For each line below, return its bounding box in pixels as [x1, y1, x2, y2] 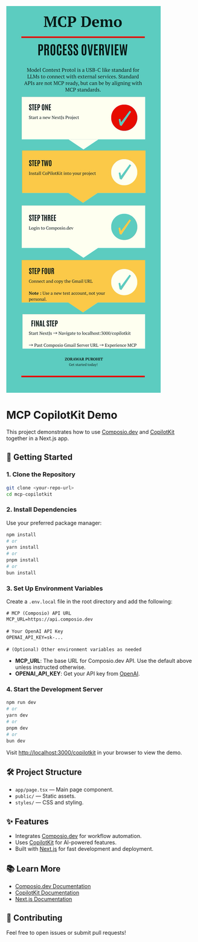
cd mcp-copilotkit [6, 491, 53, 497]
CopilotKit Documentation [14, 889, 80, 896]
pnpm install [6, 557, 39, 563]
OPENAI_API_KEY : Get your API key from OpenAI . [14, 670, 140, 677]
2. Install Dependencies [6, 505, 77, 514]
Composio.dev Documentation [14, 882, 91, 889]
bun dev [6, 738, 26, 744]
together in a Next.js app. [6, 434, 69, 442]
